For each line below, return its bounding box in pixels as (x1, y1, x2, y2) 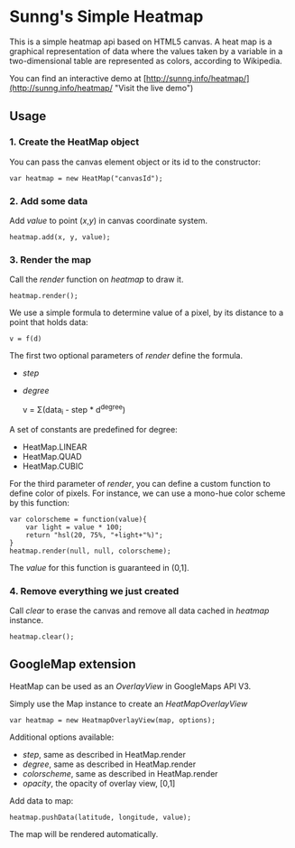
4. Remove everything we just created (9, 584, 180, 597)
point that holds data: (9, 317, 88, 328)
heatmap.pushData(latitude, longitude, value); (9, 813, 192, 822)
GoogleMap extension (9, 657, 136, 672)
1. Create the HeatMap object (9, 135, 140, 148)
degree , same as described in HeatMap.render (22, 759, 197, 769)
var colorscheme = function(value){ (9, 515, 147, 524)
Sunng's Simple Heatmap (9, 6, 204, 27)
